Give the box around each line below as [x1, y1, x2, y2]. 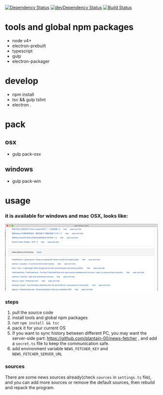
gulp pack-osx [12, 151, 41, 157]
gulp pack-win [12, 178, 41, 184]
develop [5, 75, 39, 87]
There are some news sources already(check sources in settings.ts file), [5, 374, 152, 380]
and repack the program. [5, 384, 55, 390]
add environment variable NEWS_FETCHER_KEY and [12, 346, 108, 352]
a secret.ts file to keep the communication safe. [12, 341, 110, 346]
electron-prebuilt [12, 43, 46, 49]
